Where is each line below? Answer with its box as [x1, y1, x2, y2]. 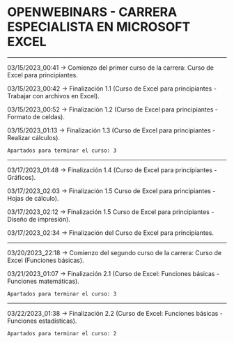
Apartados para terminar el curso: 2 [7, 330, 117, 337]
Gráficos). [7, 173, 36, 181]
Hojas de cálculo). [7, 194, 59, 202]
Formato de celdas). [7, 112, 65, 121]
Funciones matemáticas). [7, 277, 80, 285]
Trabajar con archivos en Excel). [7, 91, 100, 100]
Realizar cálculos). [7, 133, 61, 142]
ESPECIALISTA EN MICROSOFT [7, 19, 191, 35]
